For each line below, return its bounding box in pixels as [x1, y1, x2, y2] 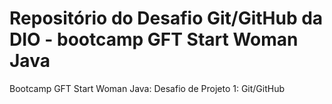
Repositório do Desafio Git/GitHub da [9, 7, 324, 30]
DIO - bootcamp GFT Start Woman [9, 28, 299, 51]
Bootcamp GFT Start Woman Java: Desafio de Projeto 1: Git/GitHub [9, 82, 286, 94]
